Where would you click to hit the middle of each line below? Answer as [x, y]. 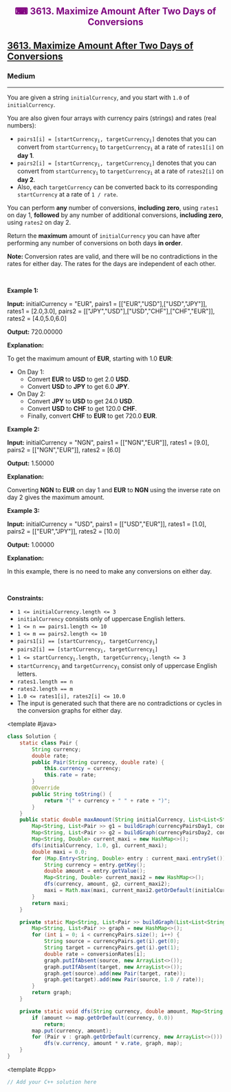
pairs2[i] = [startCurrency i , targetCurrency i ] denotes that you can [117, 163]
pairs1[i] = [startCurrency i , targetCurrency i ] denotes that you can [117, 139]
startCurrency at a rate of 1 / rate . [67, 194]
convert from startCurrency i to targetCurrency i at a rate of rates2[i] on [120, 172]
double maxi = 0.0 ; [60, 852]
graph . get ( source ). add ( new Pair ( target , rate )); [115, 973]
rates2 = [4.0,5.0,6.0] [37, 318]
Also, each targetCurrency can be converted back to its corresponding [117, 187]
